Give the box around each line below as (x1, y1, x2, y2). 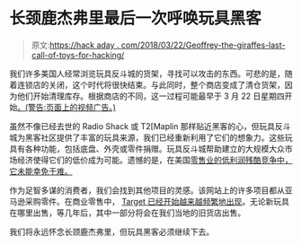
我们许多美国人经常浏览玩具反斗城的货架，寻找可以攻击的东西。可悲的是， (9, 68, 285, 79)
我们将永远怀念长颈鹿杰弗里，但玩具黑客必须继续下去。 (9, 226, 214, 237)
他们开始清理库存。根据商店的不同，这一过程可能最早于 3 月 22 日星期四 (16, 91, 285, 101)
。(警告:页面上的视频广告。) (17, 101, 117, 112)
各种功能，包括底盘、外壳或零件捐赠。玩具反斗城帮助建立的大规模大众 (24, 143, 285, 153)
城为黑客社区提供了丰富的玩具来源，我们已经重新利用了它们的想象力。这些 (9, 132, 285, 143)
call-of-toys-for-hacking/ (31, 49, 125, 60)
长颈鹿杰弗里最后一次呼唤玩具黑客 (9, 8, 262, 29)
